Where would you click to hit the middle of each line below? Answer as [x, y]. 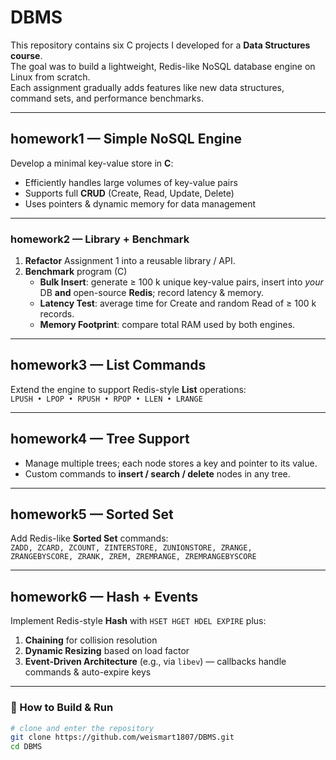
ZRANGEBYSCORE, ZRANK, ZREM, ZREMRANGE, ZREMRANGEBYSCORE [133, 557]
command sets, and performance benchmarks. [107, 98]
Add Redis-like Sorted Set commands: [89, 538]
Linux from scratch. [50, 77]
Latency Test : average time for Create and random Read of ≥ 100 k [178, 303]
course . [26, 55]
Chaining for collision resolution [91, 640]
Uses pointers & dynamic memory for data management [140, 203]
